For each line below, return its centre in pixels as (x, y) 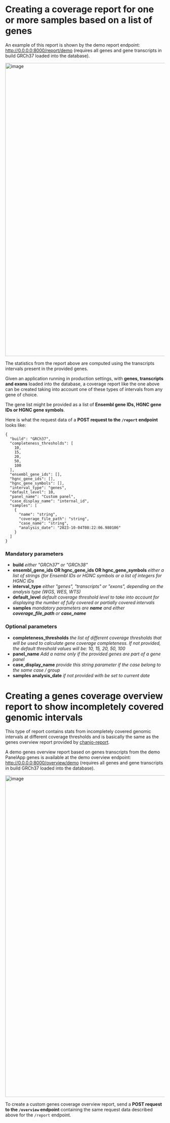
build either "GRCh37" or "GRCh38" (50, 565)
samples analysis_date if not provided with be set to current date (81, 675)
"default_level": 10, (33, 492)
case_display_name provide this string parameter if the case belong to (87, 665)
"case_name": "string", (44, 523)
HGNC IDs (23, 581)
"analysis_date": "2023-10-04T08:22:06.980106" (70, 527)
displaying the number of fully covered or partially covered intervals (83, 603)
